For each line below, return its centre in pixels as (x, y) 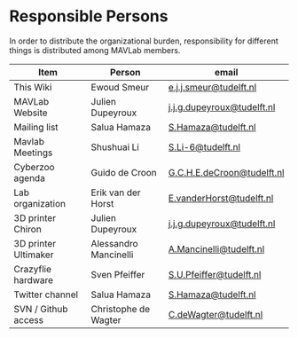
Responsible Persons (89, 16)
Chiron (27, 229)
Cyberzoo (34, 167)
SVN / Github (41, 309)
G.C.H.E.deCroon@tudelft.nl (226, 172)
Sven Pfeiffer (118, 274)
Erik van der (116, 193)
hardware (34, 279)
